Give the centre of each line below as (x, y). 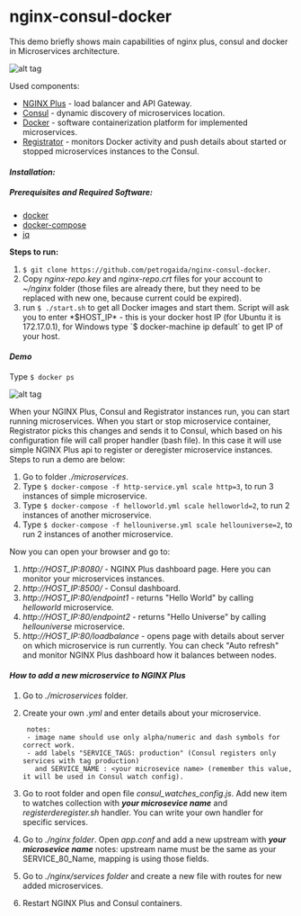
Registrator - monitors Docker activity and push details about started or (155, 141)
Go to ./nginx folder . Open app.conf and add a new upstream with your (154, 840)
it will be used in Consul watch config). (103, 777)
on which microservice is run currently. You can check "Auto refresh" (150, 645)
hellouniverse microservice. (74, 626)
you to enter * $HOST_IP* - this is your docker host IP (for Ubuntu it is (151, 317)
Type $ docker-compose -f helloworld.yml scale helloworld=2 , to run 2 (156, 505)
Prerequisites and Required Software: (81, 193)
